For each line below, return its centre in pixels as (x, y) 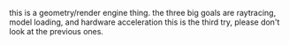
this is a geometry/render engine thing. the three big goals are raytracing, (143, 13)
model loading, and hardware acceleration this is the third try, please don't (144, 22)
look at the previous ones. (57, 31)
